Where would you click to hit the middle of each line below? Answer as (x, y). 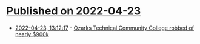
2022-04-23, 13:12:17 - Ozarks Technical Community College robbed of (104, 28)
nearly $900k (32, 34)
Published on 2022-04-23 (74, 11)
